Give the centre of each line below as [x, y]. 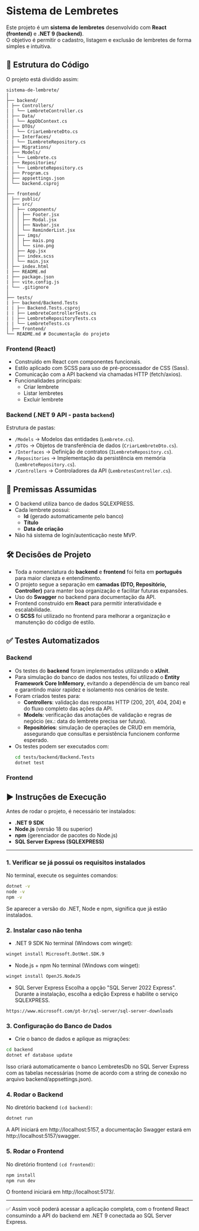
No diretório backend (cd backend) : [49, 1108]
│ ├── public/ [24, 199]
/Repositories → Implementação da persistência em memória [90, 458]
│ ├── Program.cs [28, 173]
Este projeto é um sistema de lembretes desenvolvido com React [86, 27]
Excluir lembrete [43, 400]
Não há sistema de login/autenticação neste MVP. [76, 535]
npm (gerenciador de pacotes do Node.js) [66, 835]
